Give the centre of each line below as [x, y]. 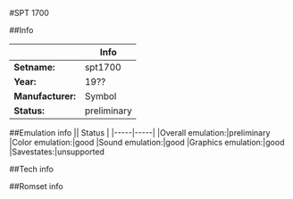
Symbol [100, 96]
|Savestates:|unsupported [57, 152]
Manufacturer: [45, 96]
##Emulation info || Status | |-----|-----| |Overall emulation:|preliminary [140, 133]
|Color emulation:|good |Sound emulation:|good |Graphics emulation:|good [147, 142]
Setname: [34, 67]
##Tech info [31, 169]
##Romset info [37, 186]
